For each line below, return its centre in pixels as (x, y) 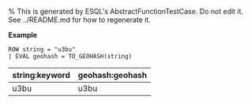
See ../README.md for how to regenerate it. (80, 20)
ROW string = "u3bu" (42, 50)
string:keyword (41, 75)
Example (23, 35)
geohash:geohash (112, 75)
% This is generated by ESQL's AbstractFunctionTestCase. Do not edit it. (126, 11)
